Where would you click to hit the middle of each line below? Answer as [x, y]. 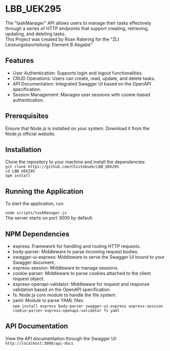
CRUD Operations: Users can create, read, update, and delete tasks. [84, 78]
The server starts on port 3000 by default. [49, 218]
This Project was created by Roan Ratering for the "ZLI [62, 39]
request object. [28, 279]
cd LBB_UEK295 [20, 171]
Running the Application [44, 191]
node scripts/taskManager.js [36, 213]
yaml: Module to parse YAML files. [48, 300]
